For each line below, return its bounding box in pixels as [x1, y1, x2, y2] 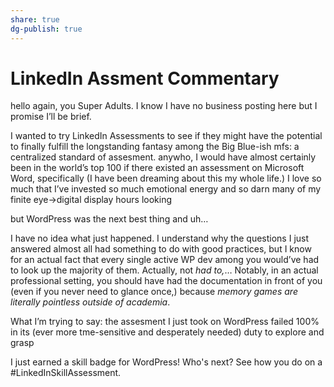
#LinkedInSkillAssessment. [10, 367, 122, 379]
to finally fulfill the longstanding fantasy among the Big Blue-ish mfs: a [10, 141, 300, 153]
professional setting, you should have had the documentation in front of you [10, 275, 323, 287]
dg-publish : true [10, 24, 83, 34]
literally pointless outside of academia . [10, 296, 171, 308]
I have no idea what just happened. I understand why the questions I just [10, 232, 310, 245]
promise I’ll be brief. [10, 111, 92, 123]
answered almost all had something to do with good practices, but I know [10, 243, 312, 255]
